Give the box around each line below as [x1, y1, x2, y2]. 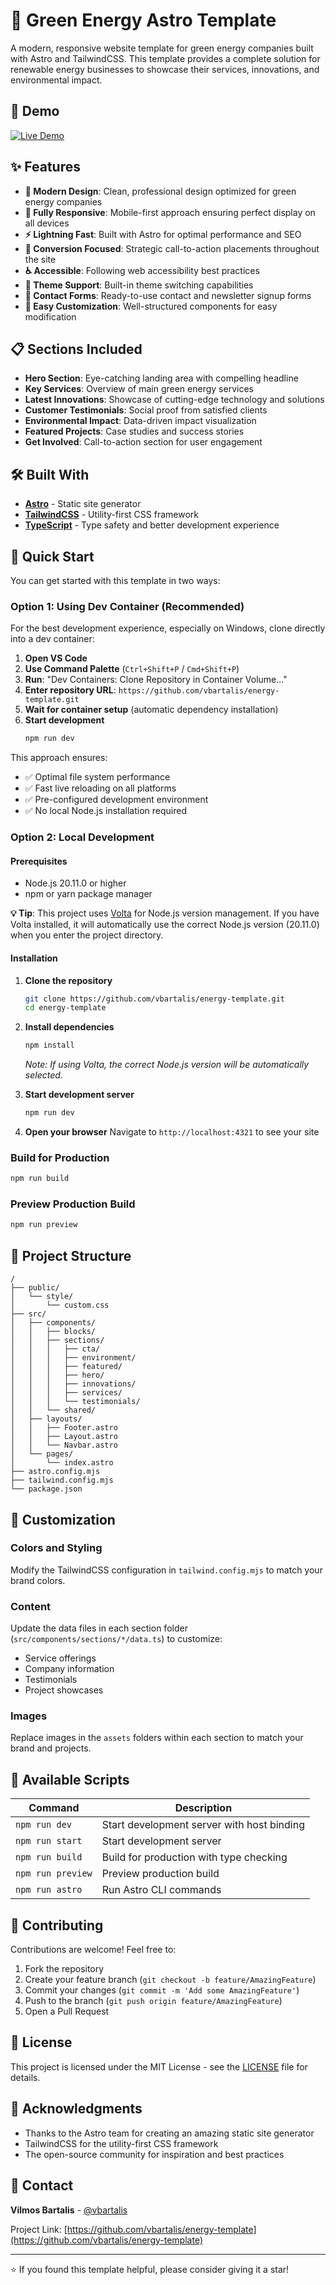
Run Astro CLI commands [101, 1883, 222, 1897]
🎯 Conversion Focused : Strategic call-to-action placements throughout [24, 242, 320, 254]
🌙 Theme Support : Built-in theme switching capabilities [24, 279, 254, 291]
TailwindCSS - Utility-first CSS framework [24, 509, 199, 521]
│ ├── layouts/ [10, 1414, 83, 1424]
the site [24, 253, 57, 265]
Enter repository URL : [24, 684, 117, 696]
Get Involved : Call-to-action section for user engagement [24, 436, 263, 448]
